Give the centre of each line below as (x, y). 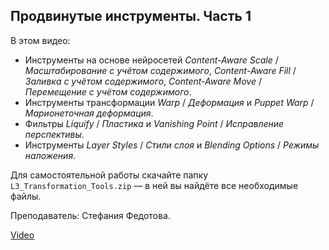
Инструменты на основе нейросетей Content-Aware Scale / (151, 60)
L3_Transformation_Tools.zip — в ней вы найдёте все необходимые (154, 185)
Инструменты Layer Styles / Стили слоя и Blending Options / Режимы (172, 145)
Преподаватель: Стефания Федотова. (90, 215)
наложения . (50, 155)
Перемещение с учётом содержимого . (108, 91)
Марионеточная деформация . (89, 113)
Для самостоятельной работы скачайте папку (109, 175)
